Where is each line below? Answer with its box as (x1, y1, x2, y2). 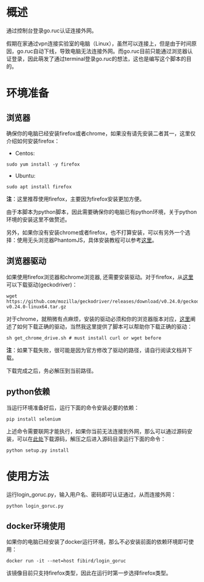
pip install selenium (6, 416, 61, 422)
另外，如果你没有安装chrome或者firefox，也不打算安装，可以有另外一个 (6, 229, 185, 236)
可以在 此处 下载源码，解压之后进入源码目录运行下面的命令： (16, 435, 166, 442)
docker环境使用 (6, 520, 66, 531)
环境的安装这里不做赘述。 (6, 216, 70, 223)
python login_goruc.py (6, 503, 64, 509)
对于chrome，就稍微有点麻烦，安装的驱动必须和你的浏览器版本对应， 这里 (6, 315, 191, 322)
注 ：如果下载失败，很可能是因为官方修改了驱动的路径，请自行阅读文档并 (6, 346, 187, 353)
